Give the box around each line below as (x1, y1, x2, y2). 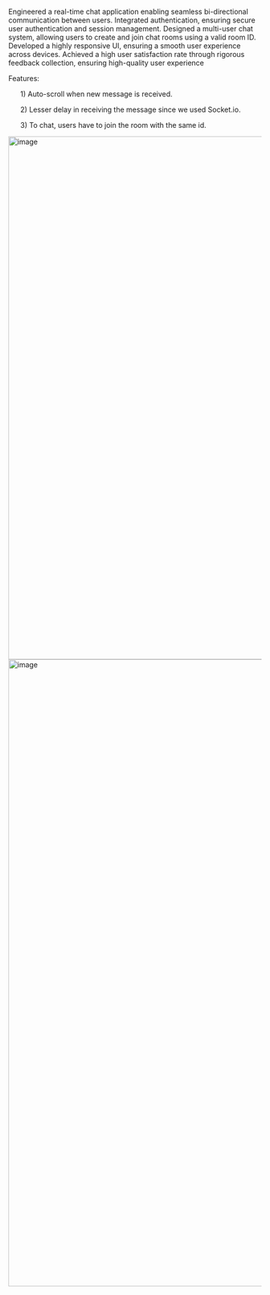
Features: (8, 74, 40, 83)
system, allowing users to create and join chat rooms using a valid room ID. (8, 32, 256, 42)
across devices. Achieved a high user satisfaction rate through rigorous (8, 50, 245, 59)
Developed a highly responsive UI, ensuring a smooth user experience (8, 41, 241, 51)
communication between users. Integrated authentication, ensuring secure (8, 15, 256, 25)
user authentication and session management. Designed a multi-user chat (8, 24, 253, 33)
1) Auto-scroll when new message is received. (19, 89, 173, 99)
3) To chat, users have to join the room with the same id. (19, 121, 207, 129)
